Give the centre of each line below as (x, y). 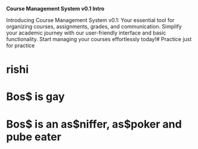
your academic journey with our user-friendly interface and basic (86, 33)
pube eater (34, 137)
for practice (21, 45)
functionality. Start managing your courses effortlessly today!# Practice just (99, 39)
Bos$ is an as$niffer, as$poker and (94, 124)
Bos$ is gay (35, 97)
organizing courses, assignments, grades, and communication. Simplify (94, 27)
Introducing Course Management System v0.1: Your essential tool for (90, 20)
